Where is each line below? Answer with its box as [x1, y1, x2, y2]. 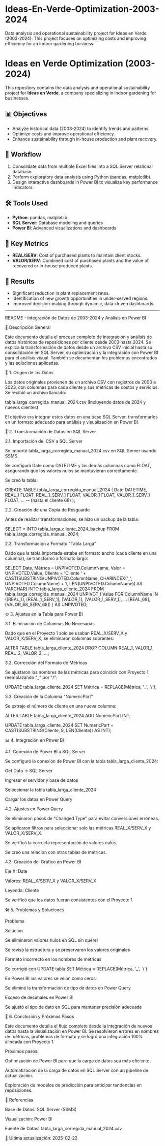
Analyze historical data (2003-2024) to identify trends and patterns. [12, 126, 150, 131]
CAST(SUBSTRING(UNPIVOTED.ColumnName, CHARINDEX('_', [5, 575, 133, 581]
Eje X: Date [5, 868, 27, 874]
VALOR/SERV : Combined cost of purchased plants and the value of [12, 257, 149, 264]
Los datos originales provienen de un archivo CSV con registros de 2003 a [5, 379, 156, 385]
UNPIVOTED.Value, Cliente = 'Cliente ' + [5, 570, 86, 576]
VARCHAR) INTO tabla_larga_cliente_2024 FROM [5, 586, 104, 592]
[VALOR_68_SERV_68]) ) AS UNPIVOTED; [5, 602, 88, 607]
